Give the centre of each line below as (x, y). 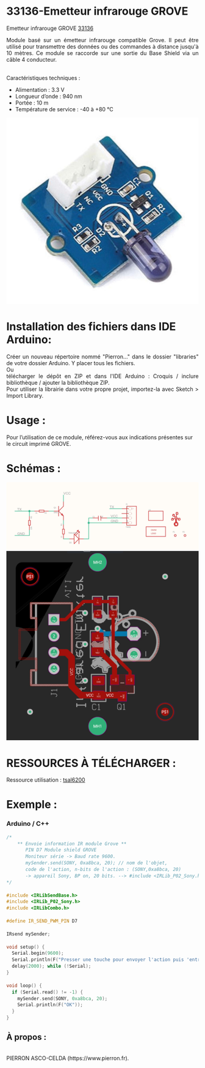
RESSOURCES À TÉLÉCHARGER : (91, 763)
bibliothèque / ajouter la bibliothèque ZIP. (58, 382)
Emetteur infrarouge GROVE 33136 (50, 28)
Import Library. (25, 395)
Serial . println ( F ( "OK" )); (50, 1005)
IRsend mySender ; (28, 934)
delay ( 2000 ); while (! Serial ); (52, 966)
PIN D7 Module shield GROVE (61, 850)
